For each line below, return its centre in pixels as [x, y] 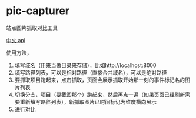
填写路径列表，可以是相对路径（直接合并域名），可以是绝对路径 [91, 72]
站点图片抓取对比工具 [32, 28]
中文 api [16, 40]
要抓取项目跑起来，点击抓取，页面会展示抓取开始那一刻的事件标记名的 [100, 80]
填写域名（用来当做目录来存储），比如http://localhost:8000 [85, 65]
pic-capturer [38, 11]
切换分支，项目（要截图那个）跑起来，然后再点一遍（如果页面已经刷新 [100, 95]
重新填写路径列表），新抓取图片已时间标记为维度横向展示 [88, 102]
